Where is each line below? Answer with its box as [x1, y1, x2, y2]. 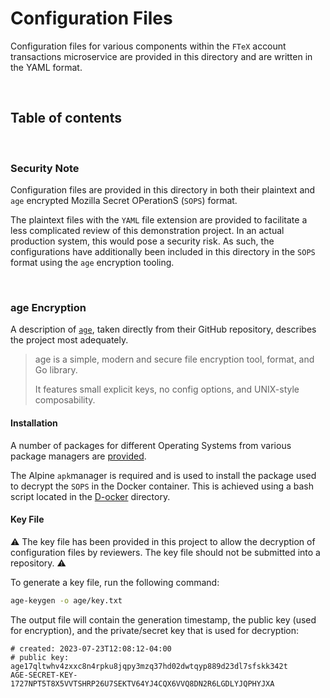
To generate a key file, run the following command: [10, 576, 220, 588]
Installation [10, 417, 58, 429]
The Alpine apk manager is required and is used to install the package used [10, 469, 317, 481]
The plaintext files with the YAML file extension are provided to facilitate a [10, 214, 308, 226]
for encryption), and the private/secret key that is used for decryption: [10, 624, 300, 636]
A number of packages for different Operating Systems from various [10, 439, 292, 451]
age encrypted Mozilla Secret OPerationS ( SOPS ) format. [10, 195, 238, 207]
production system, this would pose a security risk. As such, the [10, 235, 275, 247]
